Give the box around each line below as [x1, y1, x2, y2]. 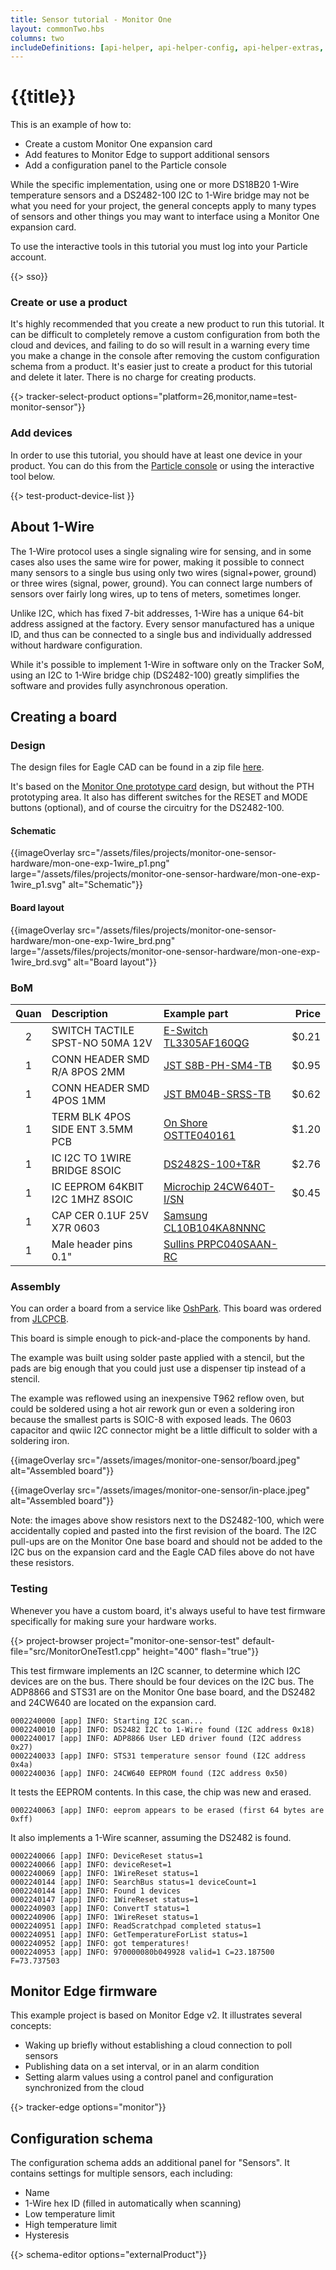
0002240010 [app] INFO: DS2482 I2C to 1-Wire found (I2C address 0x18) [10, 1724, 315, 1735]
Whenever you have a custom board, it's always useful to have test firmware [10, 1604, 326, 1616]
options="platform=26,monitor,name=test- [121, 391, 298, 403]
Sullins [163, 1237, 195, 1251]
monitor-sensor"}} [10, 401, 86, 413]
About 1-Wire [10, 519, 95, 536]
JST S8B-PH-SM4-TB [163, 1058, 272, 1072]
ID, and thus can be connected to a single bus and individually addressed [10, 628, 312, 640]
